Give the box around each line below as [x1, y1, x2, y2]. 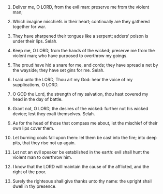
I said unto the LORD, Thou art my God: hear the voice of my [12, 77, 133, 82]
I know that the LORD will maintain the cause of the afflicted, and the [12, 164, 149, 169]
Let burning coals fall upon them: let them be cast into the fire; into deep [12, 135, 157, 140]
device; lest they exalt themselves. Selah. [12, 111, 95, 117]
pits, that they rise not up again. [12, 140, 76, 146]
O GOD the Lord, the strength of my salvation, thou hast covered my [12, 91, 148, 97]
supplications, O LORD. [12, 82, 59, 88]
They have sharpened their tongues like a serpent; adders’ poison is [12, 33, 148, 39]
